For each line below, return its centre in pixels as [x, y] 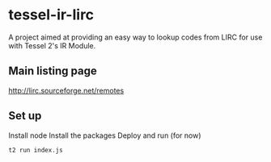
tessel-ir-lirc [51, 15]
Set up [25, 116]
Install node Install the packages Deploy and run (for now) [105, 135]
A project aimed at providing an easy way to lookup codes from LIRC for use [135, 37]
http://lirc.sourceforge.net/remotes [66, 90]
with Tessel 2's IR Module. [52, 45]
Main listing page [53, 71]
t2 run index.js [36, 150]
